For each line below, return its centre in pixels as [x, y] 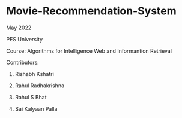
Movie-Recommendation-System [92, 11]
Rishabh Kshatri [34, 74]
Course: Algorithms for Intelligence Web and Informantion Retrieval [89, 51]
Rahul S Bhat [31, 97]
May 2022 [19, 28]
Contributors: [23, 62]
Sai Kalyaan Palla [36, 108]
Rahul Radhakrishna [40, 86]
